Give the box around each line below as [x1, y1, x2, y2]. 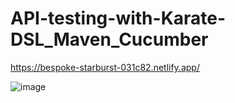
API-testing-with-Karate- [10, 7, 227, 30]
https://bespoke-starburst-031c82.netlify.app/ [10, 61, 200, 73]
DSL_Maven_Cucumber [10, 28, 209, 51]
